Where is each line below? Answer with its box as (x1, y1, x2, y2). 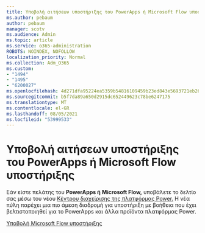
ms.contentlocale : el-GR (6, 105, 70, 111)
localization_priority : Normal (6, 54, 86, 60)
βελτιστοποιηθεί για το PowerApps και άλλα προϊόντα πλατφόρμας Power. (6, 208, 196, 215)
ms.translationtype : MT (6, 99, 67, 105)
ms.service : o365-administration (6, 43, 92, 49)
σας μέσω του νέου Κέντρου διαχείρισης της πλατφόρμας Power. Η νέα (6, 195, 190, 203)
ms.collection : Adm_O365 (6, 60, 70, 66)
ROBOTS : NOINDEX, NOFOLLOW (6, 49, 75, 55)
